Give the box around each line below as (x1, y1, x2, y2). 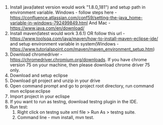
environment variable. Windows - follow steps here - (9, 9, 117, 15)
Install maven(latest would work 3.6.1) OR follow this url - (9, 31, 125, 36)
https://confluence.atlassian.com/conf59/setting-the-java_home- (9, 15, 143, 20)
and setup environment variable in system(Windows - (9, 41, 119, 46)
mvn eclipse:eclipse (9, 88, 51, 94)
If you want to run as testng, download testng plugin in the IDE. (9, 99, 138, 104)
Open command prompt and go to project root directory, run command (9, 83, 154, 88)
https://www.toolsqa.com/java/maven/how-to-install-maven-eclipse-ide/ (9, 36, 159, 42)
